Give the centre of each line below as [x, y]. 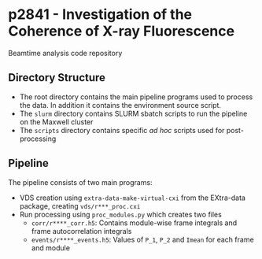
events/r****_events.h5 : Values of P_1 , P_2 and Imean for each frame [142, 239]
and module [51, 248]
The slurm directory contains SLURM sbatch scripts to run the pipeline [133, 113]
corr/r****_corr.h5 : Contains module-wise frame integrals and [134, 223]
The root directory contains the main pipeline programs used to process [136, 97]
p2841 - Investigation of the [100, 15]
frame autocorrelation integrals [81, 231]
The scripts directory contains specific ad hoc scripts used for [122, 130]
